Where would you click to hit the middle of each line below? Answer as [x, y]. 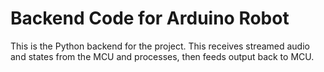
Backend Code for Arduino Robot [150, 18]
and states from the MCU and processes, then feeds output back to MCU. [162, 56]
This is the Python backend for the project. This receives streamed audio [160, 46]
